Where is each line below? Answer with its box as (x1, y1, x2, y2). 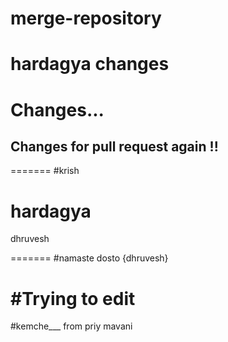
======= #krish (10, 165, 80, 177)
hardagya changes (10, 53, 170, 76)
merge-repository (10, 7, 162, 30)
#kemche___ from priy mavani (10, 320, 133, 332)
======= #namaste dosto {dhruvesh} (10, 252, 169, 264)
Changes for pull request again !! (10, 138, 219, 155)
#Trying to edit (10, 287, 136, 310)
